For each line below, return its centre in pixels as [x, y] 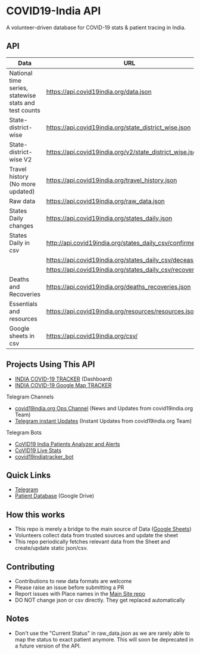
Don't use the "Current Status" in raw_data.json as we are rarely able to [102, 633]
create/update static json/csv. [51, 548]
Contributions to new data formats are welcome [73, 581]
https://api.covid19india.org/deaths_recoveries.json [118, 286]
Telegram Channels [30, 397]
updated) [22, 191]
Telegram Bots [24, 432]
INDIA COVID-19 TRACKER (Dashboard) [63, 379]
